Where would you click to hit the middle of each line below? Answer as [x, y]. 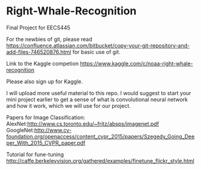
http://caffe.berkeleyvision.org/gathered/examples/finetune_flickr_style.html [100, 160]
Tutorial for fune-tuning [35, 154]
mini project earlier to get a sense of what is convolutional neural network [97, 99]
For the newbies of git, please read [49, 39]
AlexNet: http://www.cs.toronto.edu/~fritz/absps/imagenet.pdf [82, 123]
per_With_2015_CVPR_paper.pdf [46, 142]
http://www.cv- [53, 130]
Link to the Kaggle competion [43, 63]
